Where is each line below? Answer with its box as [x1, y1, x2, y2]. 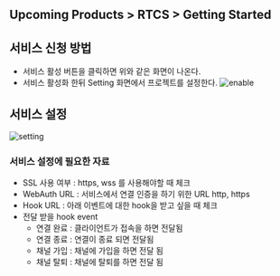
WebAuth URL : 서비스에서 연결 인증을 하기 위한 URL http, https [22, 189, 250, 200]
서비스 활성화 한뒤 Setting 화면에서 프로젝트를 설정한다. [22, 77, 219, 89]
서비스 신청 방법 [9, 40, 92, 55]
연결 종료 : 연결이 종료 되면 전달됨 [35, 234, 154, 245]
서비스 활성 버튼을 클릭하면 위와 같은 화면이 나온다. [22, 66, 201, 77]
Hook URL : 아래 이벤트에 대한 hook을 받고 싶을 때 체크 [22, 200, 219, 211]
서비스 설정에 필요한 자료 [9, 155, 110, 167]
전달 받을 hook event [22, 212, 98, 223]
